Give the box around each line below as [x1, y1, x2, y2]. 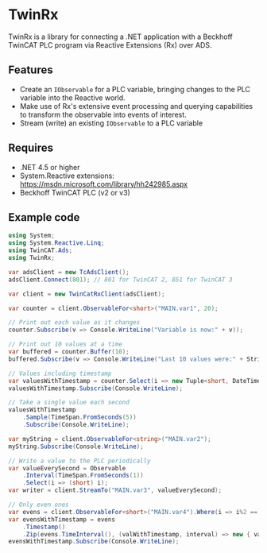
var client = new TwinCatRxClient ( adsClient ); [8, 290, 165, 298]
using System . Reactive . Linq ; [8, 239, 105, 247]
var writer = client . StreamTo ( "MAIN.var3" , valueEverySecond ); [8, 486, 222, 494]
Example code [8, 211, 80, 224]
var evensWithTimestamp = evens [8, 515, 115, 524]
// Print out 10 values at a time [8, 340, 123, 349]
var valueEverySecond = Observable [8, 464, 126, 472]
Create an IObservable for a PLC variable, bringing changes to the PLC [19, 84, 251, 94]
